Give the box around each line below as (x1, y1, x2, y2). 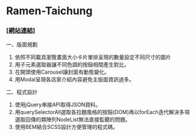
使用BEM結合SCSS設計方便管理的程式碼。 (14, 124, 119, 131)
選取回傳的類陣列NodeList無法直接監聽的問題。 (14, 116, 131, 123)
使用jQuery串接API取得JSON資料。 (14, 101, 101, 108)
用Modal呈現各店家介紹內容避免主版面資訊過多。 (14, 76, 135, 83)
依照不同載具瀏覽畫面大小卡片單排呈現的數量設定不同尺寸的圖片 (14, 53, 171, 61)
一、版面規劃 (6, 41, 37, 48)
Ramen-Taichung (6, 4, 93, 18)
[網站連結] (6, 27, 36, 35)
